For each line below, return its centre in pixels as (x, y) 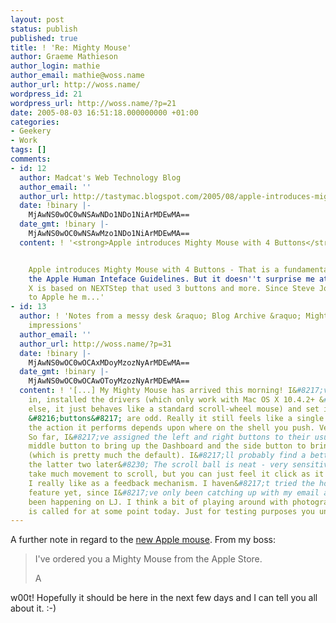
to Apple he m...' (66, 297)
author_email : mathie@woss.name (77, 76)
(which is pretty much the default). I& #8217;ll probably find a (167, 456)
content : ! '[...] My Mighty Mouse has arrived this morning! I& (158, 391)
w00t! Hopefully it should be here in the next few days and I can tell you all (164, 598)
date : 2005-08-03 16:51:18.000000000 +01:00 (104, 112)
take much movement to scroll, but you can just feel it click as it (176, 474)
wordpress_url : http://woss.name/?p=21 (93, 103)
